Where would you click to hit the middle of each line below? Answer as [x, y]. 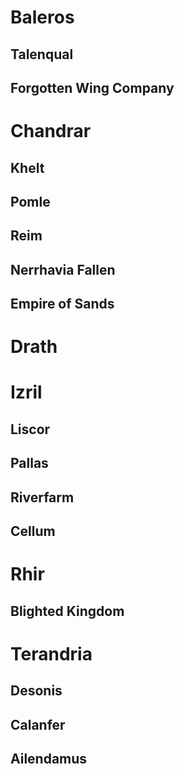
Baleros [42, 17]
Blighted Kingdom [67, 611]
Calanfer [38, 724]
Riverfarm [42, 497]
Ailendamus [49, 758]
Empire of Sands [62, 304]
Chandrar [51, 131]
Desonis [36, 691]
